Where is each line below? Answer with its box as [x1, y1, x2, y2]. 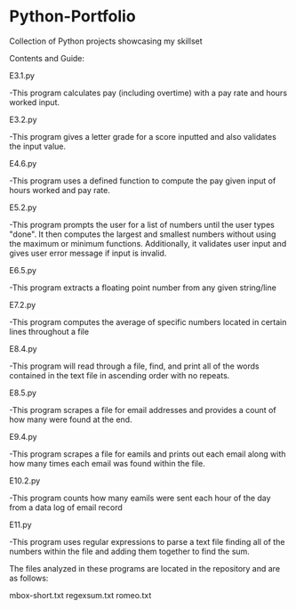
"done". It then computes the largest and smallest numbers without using [9, 229, 276, 240]
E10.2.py [9, 475, 41, 486]
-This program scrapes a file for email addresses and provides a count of [9, 404, 277, 415]
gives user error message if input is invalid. [9, 248, 167, 258]
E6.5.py [9, 264, 37, 275]
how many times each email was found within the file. [9, 458, 206, 468]
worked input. [9, 96, 60, 108]
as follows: [9, 572, 49, 583]
